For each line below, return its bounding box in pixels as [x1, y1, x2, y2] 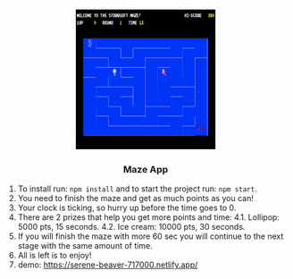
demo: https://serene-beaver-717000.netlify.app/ [17, 259, 198, 270]
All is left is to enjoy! [17, 250, 92, 261]
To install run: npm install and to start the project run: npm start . [17, 183, 257, 194]
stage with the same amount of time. [17, 241, 154, 251]
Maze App [122, 163, 169, 175]
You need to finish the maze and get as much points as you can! [17, 193, 255, 204]
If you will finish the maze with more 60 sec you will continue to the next [17, 231, 284, 241]
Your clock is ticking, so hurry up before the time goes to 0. [17, 202, 237, 214]
